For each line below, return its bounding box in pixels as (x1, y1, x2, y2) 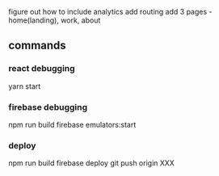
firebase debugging (8, 101, 88, 112)
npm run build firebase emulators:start (8, 119, 137, 129)
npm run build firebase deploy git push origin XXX (8, 158, 175, 168)
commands (8, 39, 66, 52)
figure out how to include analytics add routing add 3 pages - (8, 7, 213, 16)
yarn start (8, 81, 41, 91)
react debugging (8, 63, 75, 74)
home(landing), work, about (8, 15, 101, 25)
